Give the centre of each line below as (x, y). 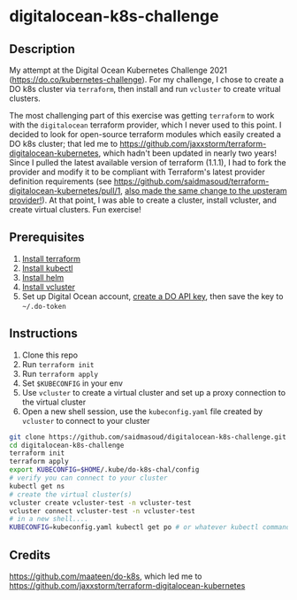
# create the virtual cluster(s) (71, 494)
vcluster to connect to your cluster (86, 420)
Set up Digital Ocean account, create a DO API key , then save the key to (152, 296)
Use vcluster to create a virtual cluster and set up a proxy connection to (153, 392)
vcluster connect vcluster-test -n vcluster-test (103, 511)
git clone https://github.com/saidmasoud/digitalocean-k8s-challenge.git (148, 437)
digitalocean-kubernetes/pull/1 (65, 191)
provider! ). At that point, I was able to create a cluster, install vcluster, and (143, 200)
